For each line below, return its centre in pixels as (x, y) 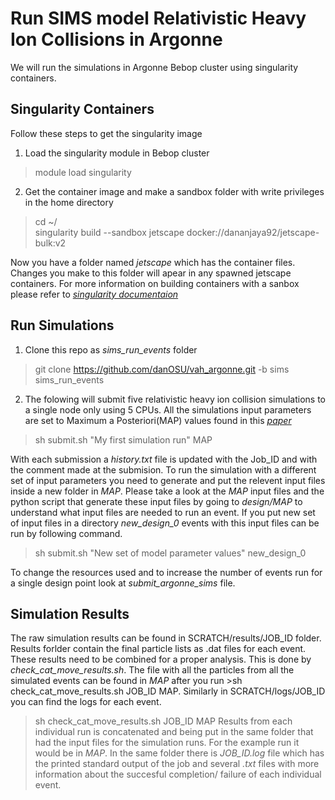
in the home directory (69, 202)
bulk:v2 (50, 243)
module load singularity (83, 172)
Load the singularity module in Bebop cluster (117, 153)
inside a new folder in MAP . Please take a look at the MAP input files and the (167, 491)
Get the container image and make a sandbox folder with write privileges (174, 191)
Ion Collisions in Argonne (116, 39)
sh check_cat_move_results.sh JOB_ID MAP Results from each (163, 721)
